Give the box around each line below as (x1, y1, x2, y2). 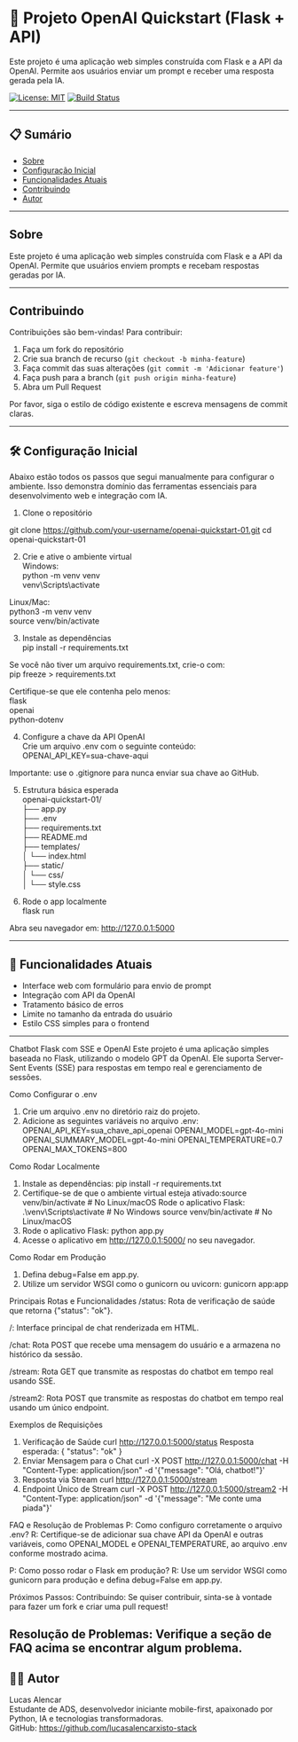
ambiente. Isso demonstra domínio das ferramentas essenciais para (9, 481, 257, 491)
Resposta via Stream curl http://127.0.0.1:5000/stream (21, 1474, 217, 1485)
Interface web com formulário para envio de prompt (21, 980, 212, 991)
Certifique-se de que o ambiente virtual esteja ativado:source (21, 1188, 247, 1198)
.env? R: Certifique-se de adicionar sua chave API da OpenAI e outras (9, 1529, 263, 1540)
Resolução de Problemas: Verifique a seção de (9, 1627, 272, 1642)
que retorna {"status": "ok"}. (9, 1306, 114, 1315)
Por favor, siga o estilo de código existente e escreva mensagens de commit (9, 399, 288, 410)
